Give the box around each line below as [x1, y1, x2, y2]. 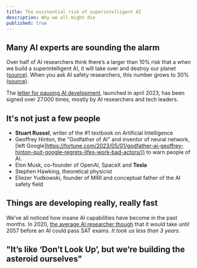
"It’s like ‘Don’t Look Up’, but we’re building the [6, 244, 185, 255]
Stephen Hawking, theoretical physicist [14, 168, 113, 175]
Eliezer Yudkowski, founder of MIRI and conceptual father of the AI [14, 174, 181, 181]
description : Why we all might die [6, 14, 96, 21]
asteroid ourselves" [6, 254, 83, 264]
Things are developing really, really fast [6, 198, 158, 208]
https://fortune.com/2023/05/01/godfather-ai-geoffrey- [46, 142, 184, 149]
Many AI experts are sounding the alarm [6, 42, 160, 53]
